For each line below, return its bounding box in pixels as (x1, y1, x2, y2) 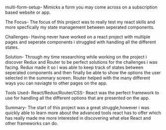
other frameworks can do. (5, 121, 58, 126)
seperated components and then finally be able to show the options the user (5, 70, 161, 76)
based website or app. (5, 9, 51, 15)
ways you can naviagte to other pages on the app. (5, 80, 108, 86)
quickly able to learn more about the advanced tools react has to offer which (5, 110, 162, 116)
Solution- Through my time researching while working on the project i (5, 54, 147, 60)
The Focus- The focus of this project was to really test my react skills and (5, 19, 155, 25)
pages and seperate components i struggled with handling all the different (5, 39, 156, 45)
